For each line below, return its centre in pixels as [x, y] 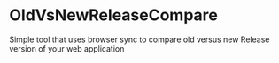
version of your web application [67, 48]
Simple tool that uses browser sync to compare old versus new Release [139, 39]
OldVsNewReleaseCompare [114, 15]
